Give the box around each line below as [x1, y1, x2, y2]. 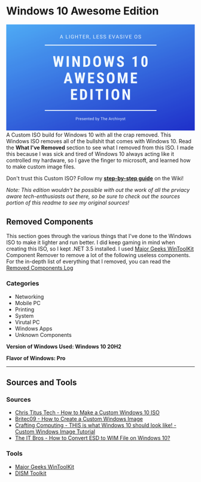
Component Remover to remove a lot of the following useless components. [6, 252, 191, 259]
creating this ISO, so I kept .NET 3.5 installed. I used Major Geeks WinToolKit [6, 245, 194, 252]
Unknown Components [14, 331, 72, 338]
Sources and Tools [6, 377, 77, 387]
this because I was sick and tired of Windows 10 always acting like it [6, 150, 175, 158]
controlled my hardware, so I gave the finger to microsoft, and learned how [6, 157, 191, 164]
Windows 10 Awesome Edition [6, 4, 159, 18]
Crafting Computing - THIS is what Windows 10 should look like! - [14, 421, 176, 429]
